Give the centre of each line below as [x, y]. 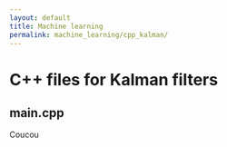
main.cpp [37, 113]
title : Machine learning [56, 26]
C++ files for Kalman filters [114, 79]
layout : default [40, 18]
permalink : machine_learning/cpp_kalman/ [89, 34]
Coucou [24, 135]
